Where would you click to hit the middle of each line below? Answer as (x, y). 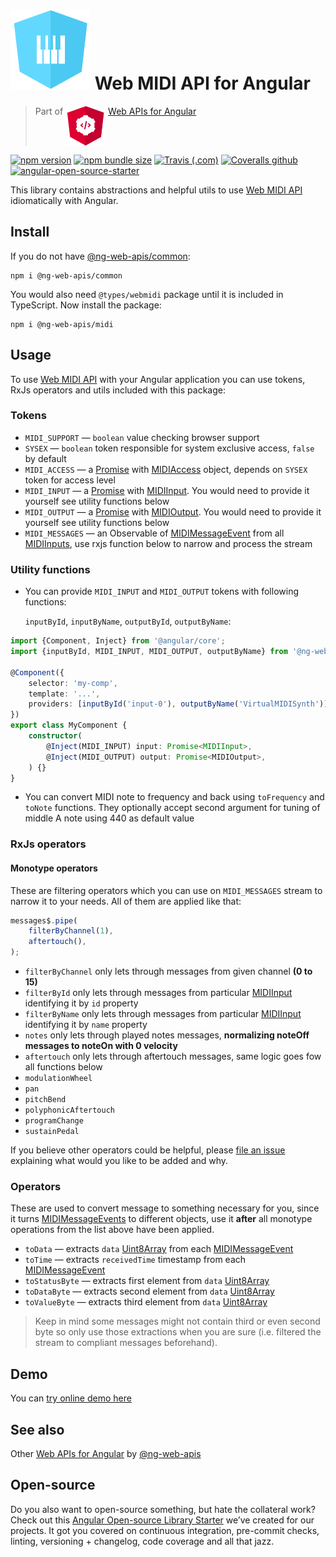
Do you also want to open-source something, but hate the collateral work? (163, 1509)
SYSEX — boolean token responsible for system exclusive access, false (169, 448)
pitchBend (45, 1100)
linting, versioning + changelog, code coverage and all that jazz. (142, 1541)
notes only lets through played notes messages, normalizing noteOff (167, 1035)
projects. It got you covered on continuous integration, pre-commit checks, (165, 1530)
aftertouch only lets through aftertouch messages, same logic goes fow (173, 1056)
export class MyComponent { (69, 725)
